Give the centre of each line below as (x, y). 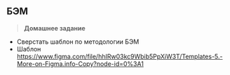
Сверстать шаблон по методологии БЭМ (78, 42)
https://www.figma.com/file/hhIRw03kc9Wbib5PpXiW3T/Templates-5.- (120, 56)
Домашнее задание (54, 28)
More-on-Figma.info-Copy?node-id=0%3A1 (80, 64)
